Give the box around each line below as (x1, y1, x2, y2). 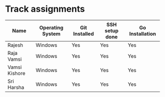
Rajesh (7, 42, 24, 48)
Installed (73, 30, 94, 37)
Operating (39, 24, 64, 31)
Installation (129, 30, 156, 37)
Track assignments (5, 3, 85, 15)
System (42, 30, 60, 37)
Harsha (7, 84, 25, 91)
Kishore (7, 70, 26, 76)
